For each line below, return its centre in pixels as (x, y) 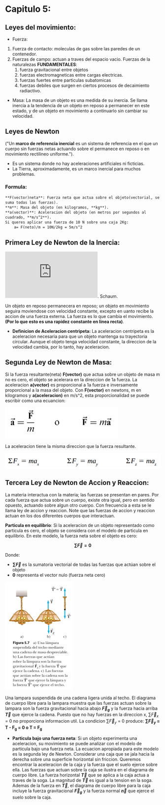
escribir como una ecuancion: (35, 401)
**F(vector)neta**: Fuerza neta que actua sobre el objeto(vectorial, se (82, 198)
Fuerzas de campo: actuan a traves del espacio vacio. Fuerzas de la (81, 59)
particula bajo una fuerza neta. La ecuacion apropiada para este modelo (85, 749)
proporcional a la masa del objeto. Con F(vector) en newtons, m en (73, 390)
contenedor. (24, 54)
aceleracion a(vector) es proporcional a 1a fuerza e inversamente (71, 385)
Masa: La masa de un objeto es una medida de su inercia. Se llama (80, 100)
